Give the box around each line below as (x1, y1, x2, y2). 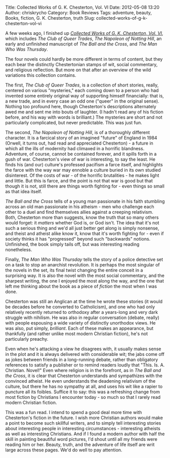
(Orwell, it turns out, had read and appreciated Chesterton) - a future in (5, 140, 153, 146)
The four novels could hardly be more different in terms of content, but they (5, 56, 163, 62)
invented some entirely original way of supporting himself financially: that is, (5, 93, 164, 99)
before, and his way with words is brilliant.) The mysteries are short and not (5, 114, 163, 120)
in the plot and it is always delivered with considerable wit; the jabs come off (5, 351, 164, 357)
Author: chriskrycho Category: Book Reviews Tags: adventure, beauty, (5, 10, 152, 16)
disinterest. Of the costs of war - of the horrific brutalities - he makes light (5, 172, 159, 178)
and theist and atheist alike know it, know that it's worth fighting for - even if (5, 231, 164, 237)
